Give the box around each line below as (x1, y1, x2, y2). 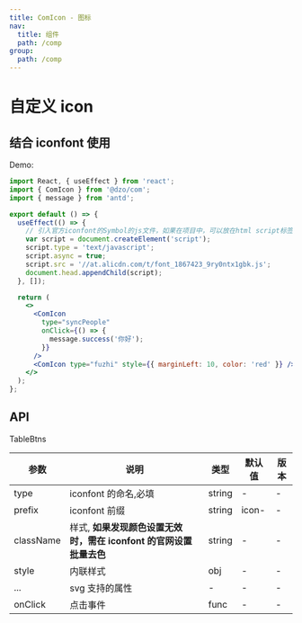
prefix (13, 503, 39, 516)
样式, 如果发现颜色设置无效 (69, 521, 182, 533)
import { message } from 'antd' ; (9, 193, 135, 202)
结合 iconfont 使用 (9, 135, 111, 150)
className (13, 534, 61, 547)
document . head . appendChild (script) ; (25, 268, 164, 277)
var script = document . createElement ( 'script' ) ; (25, 235, 211, 244)
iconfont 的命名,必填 (69, 487, 155, 500)
